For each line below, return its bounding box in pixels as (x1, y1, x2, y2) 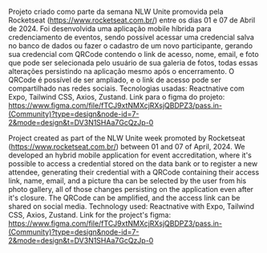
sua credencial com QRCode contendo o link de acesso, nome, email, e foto (8, 50, 259, 59)
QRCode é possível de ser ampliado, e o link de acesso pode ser (8, 75, 222, 84)
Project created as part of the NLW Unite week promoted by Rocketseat (8, 133, 246, 143)
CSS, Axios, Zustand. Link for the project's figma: (8, 210, 171, 219)
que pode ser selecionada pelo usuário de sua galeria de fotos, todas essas (8, 58, 258, 67)
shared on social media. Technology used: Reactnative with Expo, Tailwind (8, 202, 255, 211)
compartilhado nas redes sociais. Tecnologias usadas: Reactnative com (8, 84, 245, 93)
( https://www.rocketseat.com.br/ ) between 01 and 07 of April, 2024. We (8, 142, 245, 151)
